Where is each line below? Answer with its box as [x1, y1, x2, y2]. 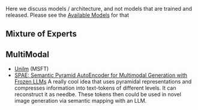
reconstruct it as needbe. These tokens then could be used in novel [14, 91, 181, 98]
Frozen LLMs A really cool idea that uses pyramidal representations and [14, 78, 192, 85]
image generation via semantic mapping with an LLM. [14, 97, 147, 105]
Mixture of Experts [5, 29, 77, 39]
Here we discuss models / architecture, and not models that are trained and [5, 5, 193, 12]
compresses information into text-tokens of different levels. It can [14, 84, 176, 92]
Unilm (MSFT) [14, 66, 49, 73]
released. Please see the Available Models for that [5, 11, 130, 19]
